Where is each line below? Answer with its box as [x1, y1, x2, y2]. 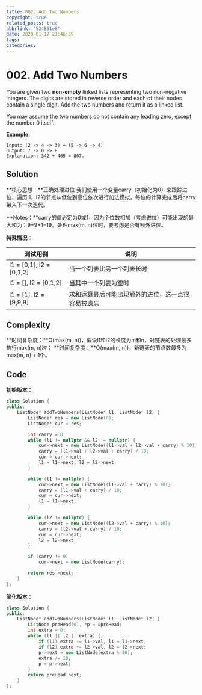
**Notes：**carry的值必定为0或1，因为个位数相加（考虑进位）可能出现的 [6, 214, 189, 221]
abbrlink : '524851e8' [6, 25, 61, 32]
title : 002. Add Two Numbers [6, 8, 79, 15]
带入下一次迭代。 [6, 201, 49, 208]
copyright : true [6, 14, 47, 20]
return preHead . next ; [28, 672, 82, 678]
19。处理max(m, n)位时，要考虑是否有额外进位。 [46, 221, 167, 229]
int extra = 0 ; [28, 627, 66, 634]
